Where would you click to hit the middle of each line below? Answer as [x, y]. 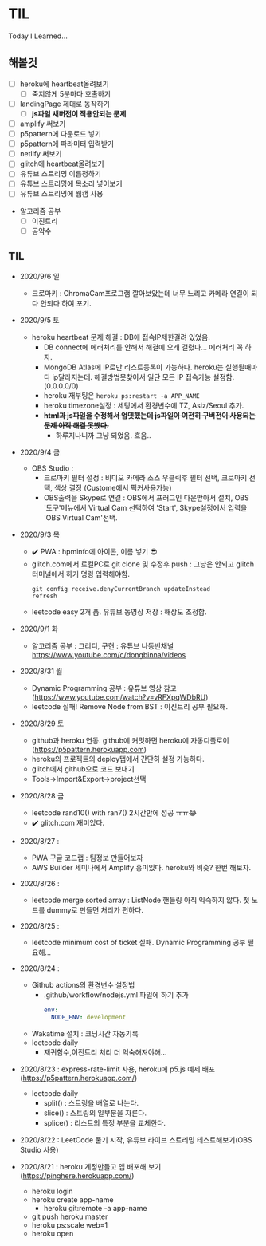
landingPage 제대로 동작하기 [65, 104]
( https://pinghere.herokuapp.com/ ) [77, 1176]
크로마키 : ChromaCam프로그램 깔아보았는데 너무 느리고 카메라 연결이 [140, 294]
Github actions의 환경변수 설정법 [83, 985]
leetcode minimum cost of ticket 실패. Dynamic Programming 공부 [139, 943]
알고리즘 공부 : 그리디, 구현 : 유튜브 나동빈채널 [102, 646]
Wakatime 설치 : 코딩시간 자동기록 [85, 1034]
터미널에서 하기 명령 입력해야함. [80, 574]
